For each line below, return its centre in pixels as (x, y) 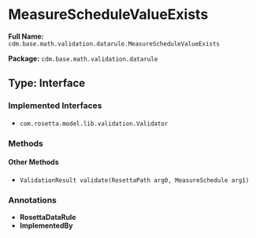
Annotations (32, 200)
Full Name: (26, 36)
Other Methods (33, 162)
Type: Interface (47, 83)
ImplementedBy (46, 225)
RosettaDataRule (48, 218)
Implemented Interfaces (55, 106)
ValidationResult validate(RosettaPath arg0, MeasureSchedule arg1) (134, 180)
